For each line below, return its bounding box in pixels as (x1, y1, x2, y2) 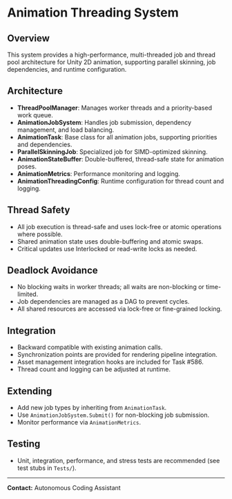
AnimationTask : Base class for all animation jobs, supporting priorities (17, 133, 217, 141)
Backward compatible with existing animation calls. (17, 343, 163, 351)
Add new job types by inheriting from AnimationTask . (17, 404, 167, 412)
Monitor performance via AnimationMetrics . (17, 418, 142, 427)
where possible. (17, 230, 64, 238)
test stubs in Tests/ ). (17, 464, 77, 472)
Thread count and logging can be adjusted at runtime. (17, 365, 171, 373)
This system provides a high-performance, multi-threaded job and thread (7, 50, 216, 59)
